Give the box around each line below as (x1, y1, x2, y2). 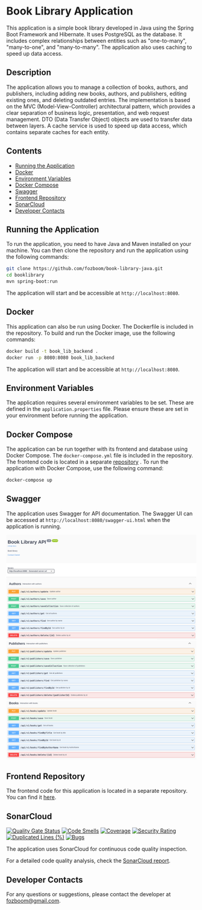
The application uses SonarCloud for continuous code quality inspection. (6, 845, 188, 853)
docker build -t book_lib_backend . (6, 348, 98, 354)
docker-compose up (6, 477, 52, 483)
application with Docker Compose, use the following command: (6, 465, 164, 472)
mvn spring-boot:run (6, 279, 58, 285)
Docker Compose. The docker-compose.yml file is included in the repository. (6, 452, 194, 459)
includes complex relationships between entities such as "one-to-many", (6, 37, 187, 44)
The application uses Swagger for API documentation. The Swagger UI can (6, 509, 193, 517)
